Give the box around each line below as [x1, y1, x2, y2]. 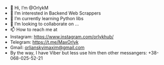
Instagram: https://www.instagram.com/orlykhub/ [10, 34, 114, 40]
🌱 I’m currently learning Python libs [10, 16, 84, 21]
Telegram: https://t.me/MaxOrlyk [10, 39, 79, 45]
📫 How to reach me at [10, 27, 57, 32]
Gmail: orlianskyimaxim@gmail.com [10, 44, 85, 50]
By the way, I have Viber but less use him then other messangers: [10, 50, 147, 55]
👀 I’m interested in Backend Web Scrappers [10, 10, 101, 16]
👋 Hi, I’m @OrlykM [10, 5, 49, 11]
